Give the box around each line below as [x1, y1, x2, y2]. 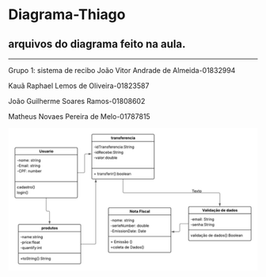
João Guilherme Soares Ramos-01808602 [8, 97, 146, 106]
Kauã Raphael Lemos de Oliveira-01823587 [8, 81, 150, 90]
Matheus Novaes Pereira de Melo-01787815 [8, 112, 150, 121]
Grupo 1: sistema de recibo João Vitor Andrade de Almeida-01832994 [8, 66, 236, 75]
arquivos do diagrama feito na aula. [8, 37, 186, 51]
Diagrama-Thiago [8, 6, 126, 24]
